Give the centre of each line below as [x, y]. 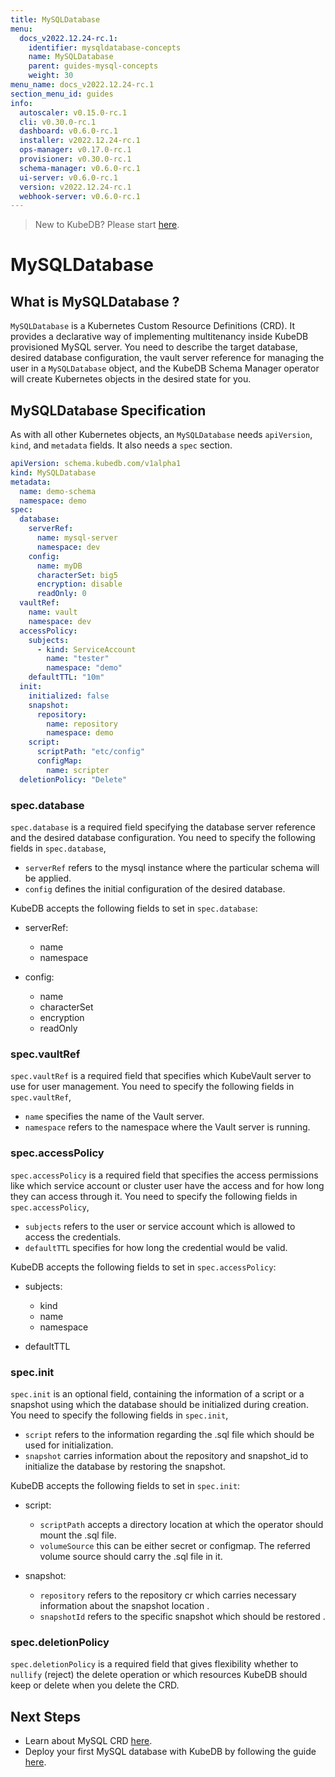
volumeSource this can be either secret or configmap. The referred [175, 1545]
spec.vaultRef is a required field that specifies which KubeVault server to [161, 1076]
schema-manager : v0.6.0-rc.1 [80, 168]
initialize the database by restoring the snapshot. [125, 1466]
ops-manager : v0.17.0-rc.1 [75, 150]
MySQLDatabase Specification [108, 410]
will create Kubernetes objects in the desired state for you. [131, 379]
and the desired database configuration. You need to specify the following [163, 837]
